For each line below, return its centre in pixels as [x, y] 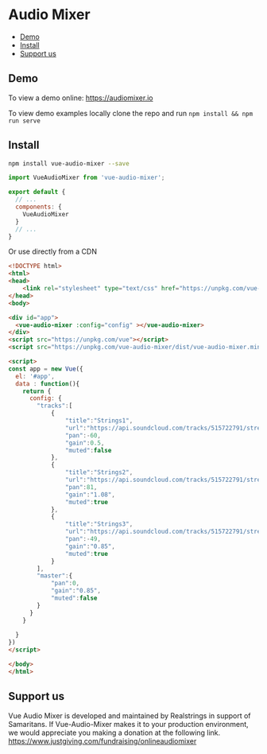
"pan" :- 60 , [83, 435]
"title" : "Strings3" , [99, 524]
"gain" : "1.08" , [90, 495]
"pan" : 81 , [81, 487]
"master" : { [55, 576]
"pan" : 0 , [65, 583]
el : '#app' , [35, 376]
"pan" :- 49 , [83, 539]
